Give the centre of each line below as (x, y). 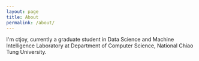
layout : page (22, 12)
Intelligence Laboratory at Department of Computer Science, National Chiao (100, 46)
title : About (22, 17)
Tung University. (26, 52)
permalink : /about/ (31, 23)
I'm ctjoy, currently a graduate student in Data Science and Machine (90, 40)
